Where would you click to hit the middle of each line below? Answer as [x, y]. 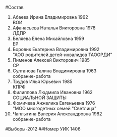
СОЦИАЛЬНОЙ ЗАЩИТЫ [40, 98]
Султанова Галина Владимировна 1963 [54, 71]
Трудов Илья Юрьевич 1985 [42, 81]
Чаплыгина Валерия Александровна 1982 [57, 114]
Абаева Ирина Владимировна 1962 [50, 17]
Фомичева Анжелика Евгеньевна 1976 [54, 103]
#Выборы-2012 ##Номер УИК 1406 [43, 129]
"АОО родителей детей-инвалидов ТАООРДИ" [62, 55]
